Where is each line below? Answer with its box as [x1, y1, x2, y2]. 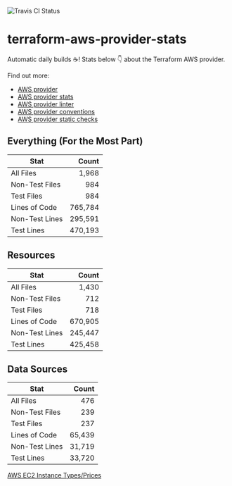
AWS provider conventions [17, 107, 95, 116]
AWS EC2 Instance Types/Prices [7, 471, 102, 480]
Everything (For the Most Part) [7, 135, 143, 147]
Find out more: [7, 71, 50, 80]
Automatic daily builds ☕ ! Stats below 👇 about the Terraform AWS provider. [7, 55, 226, 63]
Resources [7, 249, 56, 261]
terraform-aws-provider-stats [7, 32, 187, 47]
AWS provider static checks [17, 115, 98, 123]
